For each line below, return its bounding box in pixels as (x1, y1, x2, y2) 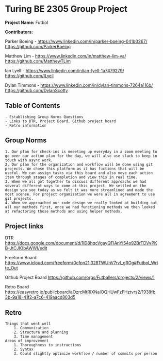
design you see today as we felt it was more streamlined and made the (5, 188, 153, 192)
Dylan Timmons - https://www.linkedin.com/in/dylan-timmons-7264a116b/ (5, 82, 153, 88)
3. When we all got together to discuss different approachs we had (5, 179, 147, 184)
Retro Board (5, 284, 29, 290)
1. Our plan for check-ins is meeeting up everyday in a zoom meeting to (5, 149, 158, 154)
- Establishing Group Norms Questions (5, 114, 83, 119)
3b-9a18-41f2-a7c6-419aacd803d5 (5, 294, 76, 300)
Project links (5, 222, 44, 230)
